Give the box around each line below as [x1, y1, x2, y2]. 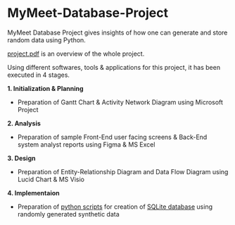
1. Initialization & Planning [7, 84, 84, 92]
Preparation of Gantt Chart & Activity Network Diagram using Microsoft [17, 97, 224, 107]
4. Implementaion [7, 188, 60, 197]
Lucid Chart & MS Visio [17, 175, 85, 183]
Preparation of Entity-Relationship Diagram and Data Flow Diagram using [17, 167, 229, 176]
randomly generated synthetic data [17, 209, 120, 218]
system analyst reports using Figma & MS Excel [17, 140, 155, 149]
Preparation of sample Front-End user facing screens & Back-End [17, 133, 208, 141]
